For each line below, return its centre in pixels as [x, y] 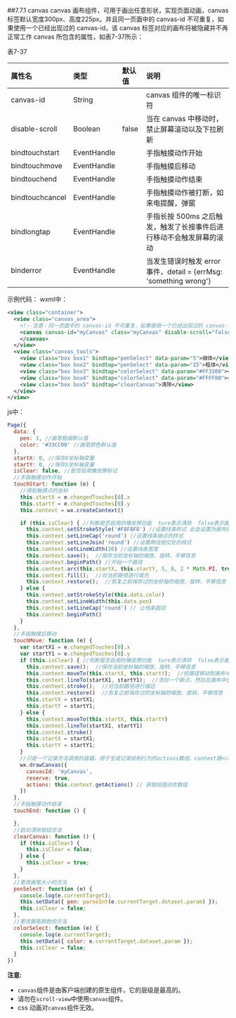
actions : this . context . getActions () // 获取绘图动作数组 [107, 784]
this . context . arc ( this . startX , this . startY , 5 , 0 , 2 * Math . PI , [122, 568]
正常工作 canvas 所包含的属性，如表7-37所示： [76, 37]
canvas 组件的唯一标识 [184, 95]
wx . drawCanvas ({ [44, 765]
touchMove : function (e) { [53, 641]
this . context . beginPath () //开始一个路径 [84, 562]
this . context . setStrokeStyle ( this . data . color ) [95, 595]
